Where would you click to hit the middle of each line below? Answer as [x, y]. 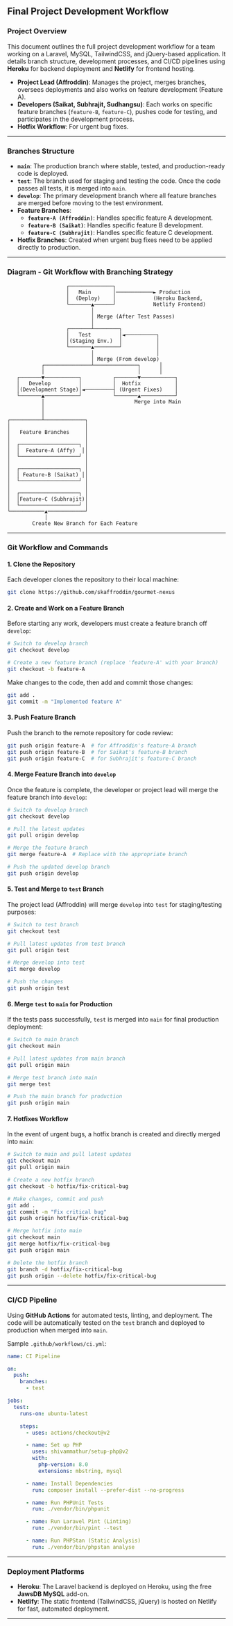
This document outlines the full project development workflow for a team [111, 46]
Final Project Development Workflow [88, 11]
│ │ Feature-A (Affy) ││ [48, 451]
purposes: [22, 912]
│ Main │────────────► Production [128, 292]
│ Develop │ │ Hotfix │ [97, 384]
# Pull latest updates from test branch [67, 944]
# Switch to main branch [43, 1040]
